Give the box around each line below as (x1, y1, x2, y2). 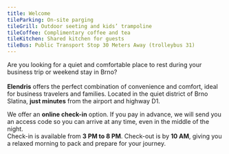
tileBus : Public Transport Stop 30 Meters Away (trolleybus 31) (7, 42, 195, 49)
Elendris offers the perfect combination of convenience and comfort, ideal (7, 83, 218, 90)
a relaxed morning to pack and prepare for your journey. (7, 140, 166, 147)
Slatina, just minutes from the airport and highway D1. (7, 97, 160, 105)
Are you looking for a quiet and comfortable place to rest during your (7, 61, 202, 68)
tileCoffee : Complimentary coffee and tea (7, 29, 131, 36)
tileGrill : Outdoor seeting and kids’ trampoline (7, 23, 153, 29)
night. (7, 125, 24, 133)
